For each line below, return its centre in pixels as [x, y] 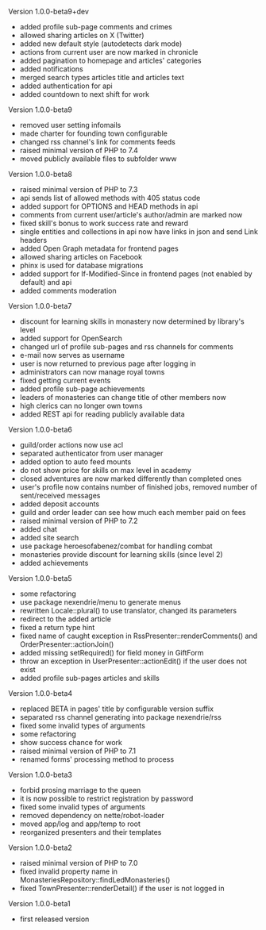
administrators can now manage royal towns [92, 372]
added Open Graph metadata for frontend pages [99, 248]
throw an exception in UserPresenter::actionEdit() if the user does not [133, 661]
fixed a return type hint [57, 627]
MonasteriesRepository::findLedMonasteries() [95, 880]
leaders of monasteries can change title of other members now [123, 397]
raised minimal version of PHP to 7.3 [79, 189]
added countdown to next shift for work [84, 94]
